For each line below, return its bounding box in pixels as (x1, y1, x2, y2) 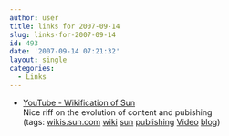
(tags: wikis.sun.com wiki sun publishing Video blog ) (22, 116, 221, 127)
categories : (9, 64, 55, 73)
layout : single (9, 55, 68, 64)
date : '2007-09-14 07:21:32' (9, 47, 120, 56)
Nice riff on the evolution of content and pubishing (22, 106, 213, 118)
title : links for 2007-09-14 (9, 22, 120, 31)
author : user (9, 13, 59, 23)
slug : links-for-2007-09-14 (9, 30, 117, 39)
